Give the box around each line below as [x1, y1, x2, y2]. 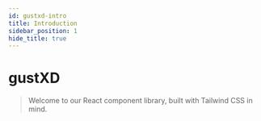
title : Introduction [8, 19, 78, 27]
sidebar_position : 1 [8, 27, 78, 35]
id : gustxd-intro [8, 11, 67, 20]
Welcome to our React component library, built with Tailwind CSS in [27, 96, 253, 106]
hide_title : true [8, 34, 67, 43]
